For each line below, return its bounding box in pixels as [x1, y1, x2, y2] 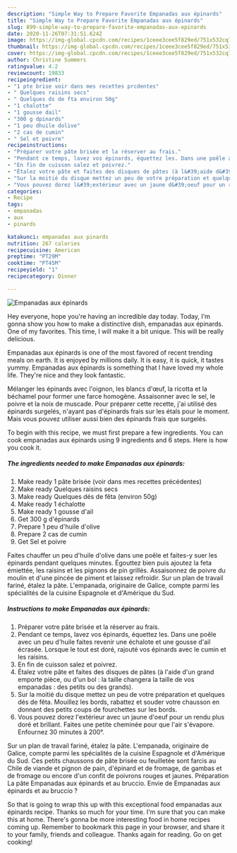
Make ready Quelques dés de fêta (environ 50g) [17, 492, 157, 500]
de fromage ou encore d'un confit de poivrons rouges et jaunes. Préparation [7, 771, 229, 780]
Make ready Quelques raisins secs [17, 485, 119, 493]
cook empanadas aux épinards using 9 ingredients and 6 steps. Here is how [7, 435, 228, 444]
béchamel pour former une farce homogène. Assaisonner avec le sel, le [7, 392, 216, 400]
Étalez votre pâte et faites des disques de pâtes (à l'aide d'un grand [17, 667, 214, 676]
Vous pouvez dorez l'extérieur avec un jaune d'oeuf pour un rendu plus [17, 712, 225, 721]
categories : [7, 188, 42, 195]
